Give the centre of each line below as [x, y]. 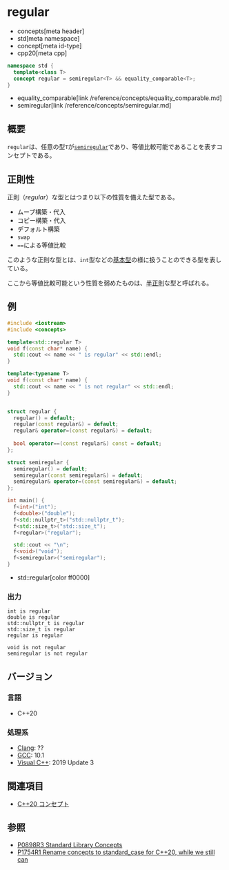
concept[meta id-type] [49, 46]
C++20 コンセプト [43, 804]
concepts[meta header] [51, 31]
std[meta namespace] [48, 38]
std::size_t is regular [41, 630]
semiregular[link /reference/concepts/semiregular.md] [94, 106]
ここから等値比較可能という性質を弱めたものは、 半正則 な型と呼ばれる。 [110, 283]
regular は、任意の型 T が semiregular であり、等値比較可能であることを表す [112, 147]
